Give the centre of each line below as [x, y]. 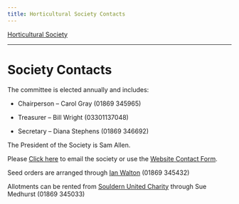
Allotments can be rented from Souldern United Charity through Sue [107, 186]
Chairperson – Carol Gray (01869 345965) [79, 103]
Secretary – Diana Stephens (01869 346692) [83, 131]
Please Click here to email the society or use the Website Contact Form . [113, 158]
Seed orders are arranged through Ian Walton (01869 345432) [99, 173]
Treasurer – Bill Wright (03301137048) [73, 117]
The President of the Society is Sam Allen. [69, 145]
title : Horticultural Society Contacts [67, 14]
